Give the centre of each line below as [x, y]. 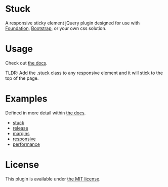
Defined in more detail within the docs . [46, 113]
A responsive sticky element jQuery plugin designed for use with [73, 23]
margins [21, 133]
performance [26, 144]
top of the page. [22, 78]
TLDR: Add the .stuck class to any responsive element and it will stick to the [84, 73]
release [20, 128]
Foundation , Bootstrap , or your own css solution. [56, 28]
